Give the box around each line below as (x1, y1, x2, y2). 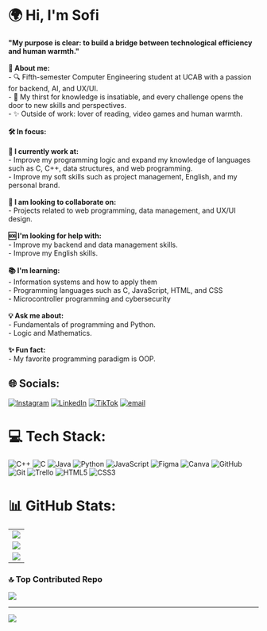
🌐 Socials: (8, 377, 60, 391)
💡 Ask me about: (8, 310, 64, 320)
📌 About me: (8, 63, 50, 72)
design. (8, 214, 33, 223)
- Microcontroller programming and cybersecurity (8, 294, 171, 303)
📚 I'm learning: (8, 265, 60, 275)
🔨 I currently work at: (8, 146, 79, 156)
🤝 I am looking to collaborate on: (8, 197, 117, 206)
